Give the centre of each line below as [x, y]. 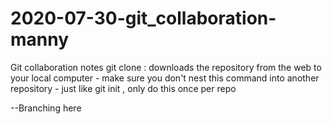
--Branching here [46, 108]
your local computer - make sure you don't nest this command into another [165, 78]
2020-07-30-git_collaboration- [143, 18]
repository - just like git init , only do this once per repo [123, 88]
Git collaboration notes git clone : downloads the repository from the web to [166, 67]
